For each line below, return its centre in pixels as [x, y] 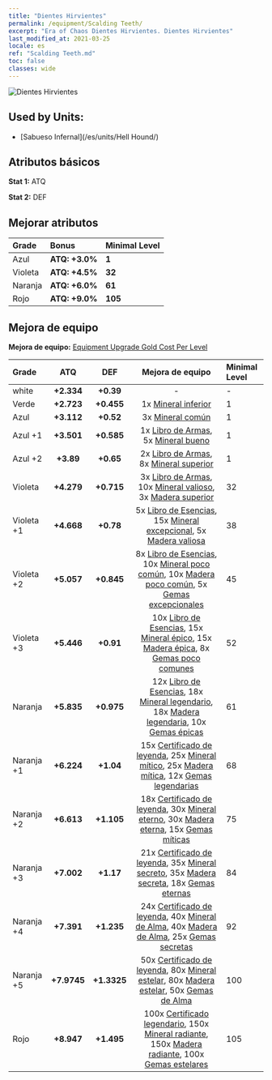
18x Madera [176, 712]
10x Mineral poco [176, 564]
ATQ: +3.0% [74, 259]
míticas [176, 839]
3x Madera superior [176, 497]
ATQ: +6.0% [74, 286]
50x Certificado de [176, 960]
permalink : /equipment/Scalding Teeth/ [76, 23]
